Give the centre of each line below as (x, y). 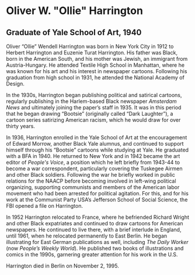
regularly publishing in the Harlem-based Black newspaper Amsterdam (91, 101)
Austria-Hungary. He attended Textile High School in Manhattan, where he (95, 65)
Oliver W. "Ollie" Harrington (74, 11)
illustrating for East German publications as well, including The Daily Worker (97, 242)
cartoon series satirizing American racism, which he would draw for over (93, 120)
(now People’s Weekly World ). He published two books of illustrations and (95, 248)
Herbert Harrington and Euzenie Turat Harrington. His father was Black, (92, 53)
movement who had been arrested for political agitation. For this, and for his (97, 193)
